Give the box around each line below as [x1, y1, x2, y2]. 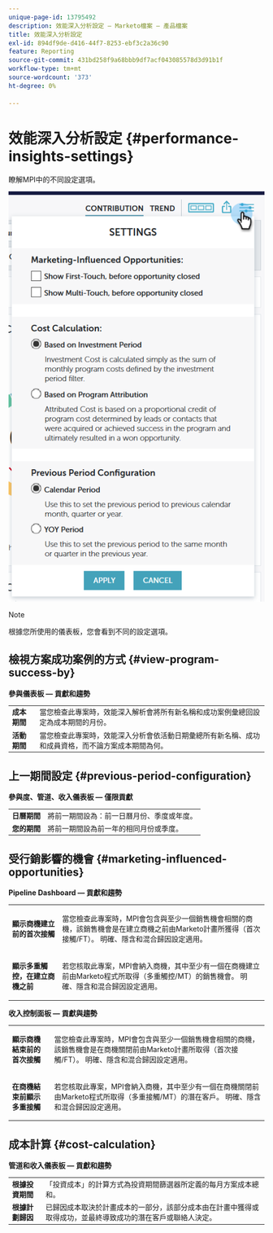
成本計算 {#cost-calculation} [8, 1137, 156, 1152]
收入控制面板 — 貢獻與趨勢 [8, 1008, 97, 1018]
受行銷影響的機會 [8, 852, 94, 866]
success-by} [8, 666, 76, 680]
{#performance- [125, 129, 240, 147]
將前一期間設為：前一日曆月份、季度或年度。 [47, 810, 197, 820]
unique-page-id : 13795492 [8, 13, 96, 21]
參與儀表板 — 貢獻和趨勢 [8, 688, 91, 698]
